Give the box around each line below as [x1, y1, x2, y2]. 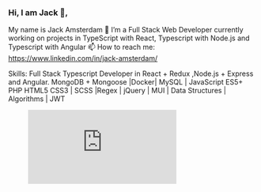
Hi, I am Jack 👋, [8, 7, 69, 18]
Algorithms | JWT [8, 94, 66, 104]
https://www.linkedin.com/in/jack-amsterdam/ [8, 54, 158, 63]
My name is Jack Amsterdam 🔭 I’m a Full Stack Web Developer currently [8, 25, 244, 35]
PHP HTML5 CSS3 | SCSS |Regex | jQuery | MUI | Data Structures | [8, 86, 227, 96]
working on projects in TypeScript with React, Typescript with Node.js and [8, 33, 251, 43]
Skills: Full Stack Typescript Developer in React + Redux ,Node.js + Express [8, 69, 254, 78]
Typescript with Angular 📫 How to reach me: [8, 43, 156, 52]
